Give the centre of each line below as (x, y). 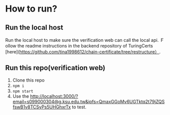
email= (20, 101)
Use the (21, 96)
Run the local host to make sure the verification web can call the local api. (82, 40)
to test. (79, 107)
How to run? (31, 9)
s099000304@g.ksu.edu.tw (56, 101)
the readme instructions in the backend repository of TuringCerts (85, 46)
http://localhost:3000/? (54, 96)
